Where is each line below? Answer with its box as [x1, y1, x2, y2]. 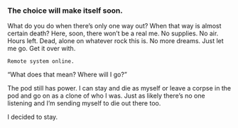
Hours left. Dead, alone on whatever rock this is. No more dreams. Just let [7, 37, 224, 45]
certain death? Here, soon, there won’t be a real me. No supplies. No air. [7, 29, 219, 37]
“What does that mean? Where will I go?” [7, 70, 128, 79]
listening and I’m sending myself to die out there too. [7, 99, 161, 107]
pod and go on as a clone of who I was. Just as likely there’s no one [7, 91, 205, 100]
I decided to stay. [7, 112, 58, 122]
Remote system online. [7, 58, 75, 65]
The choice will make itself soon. [7, 6, 123, 16]
